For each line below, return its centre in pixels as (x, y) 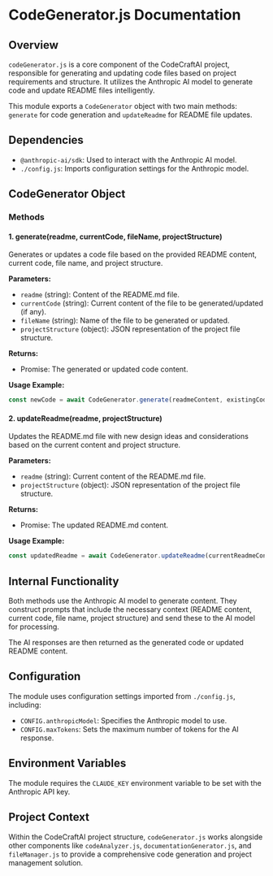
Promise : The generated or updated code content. (104, 369)
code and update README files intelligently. (82, 90)
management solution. (46, 862)
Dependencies (46, 140)
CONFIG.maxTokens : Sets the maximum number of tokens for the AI (130, 729)
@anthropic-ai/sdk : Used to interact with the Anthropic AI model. (128, 159)
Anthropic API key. (39, 791)
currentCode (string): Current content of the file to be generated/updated (142, 303)
